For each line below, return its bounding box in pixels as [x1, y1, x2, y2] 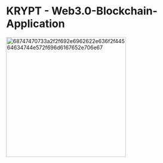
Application [6, 17, 65, 31]
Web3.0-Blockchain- [51, 4, 158, 18]
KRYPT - [6, 4, 50, 18]
